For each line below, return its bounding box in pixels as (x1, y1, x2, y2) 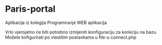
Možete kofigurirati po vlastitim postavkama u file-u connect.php (5, 34, 137, 40)
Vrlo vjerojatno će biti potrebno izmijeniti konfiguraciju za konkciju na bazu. (5, 29, 158, 35)
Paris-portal (5, 3, 56, 15)
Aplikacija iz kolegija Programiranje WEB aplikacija (5, 20, 107, 25)
